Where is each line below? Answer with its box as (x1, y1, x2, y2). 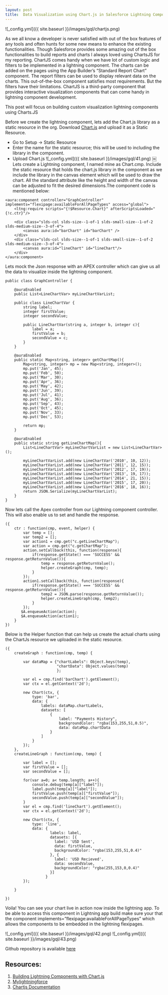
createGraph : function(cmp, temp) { (14, 650, 93, 656)
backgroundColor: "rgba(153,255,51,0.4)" (54, 848, 142, 853)
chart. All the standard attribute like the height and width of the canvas (12, 177, 158, 183)
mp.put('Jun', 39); (23, 388, 64, 393)
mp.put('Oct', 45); (23, 406, 64, 411)
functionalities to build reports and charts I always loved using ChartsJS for (5, 51, 160, 58)
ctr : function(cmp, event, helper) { (14, 526, 95, 531)
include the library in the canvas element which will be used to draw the (12, 171, 160, 178)
